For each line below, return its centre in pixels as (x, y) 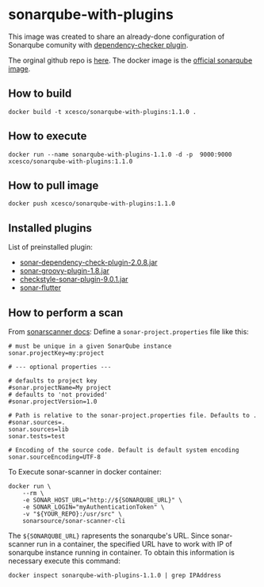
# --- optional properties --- (60, 367)
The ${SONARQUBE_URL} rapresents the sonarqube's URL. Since (109, 536)
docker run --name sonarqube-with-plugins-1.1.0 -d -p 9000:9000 (120, 154)
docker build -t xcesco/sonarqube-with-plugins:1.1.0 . (102, 112)
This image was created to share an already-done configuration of (117, 36)
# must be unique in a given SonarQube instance (90, 346)
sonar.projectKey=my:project (56, 353)
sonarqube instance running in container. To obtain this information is (122, 553)
